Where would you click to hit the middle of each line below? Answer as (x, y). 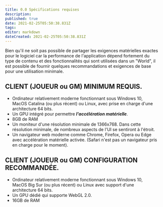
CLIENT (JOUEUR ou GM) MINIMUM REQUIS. (74, 86)
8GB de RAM (25, 119)
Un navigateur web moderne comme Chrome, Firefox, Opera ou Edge (82, 134)
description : (18, 14)
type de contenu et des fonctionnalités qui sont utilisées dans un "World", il (80, 61)
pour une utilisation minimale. (35, 71)
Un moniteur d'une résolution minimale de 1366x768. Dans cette (76, 124)
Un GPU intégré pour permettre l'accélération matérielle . (70, 114)
